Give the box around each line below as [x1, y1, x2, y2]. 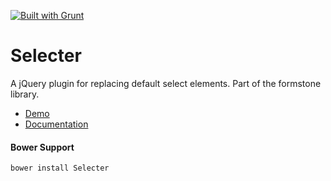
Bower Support [10, 141, 75, 153]
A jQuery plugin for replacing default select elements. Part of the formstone [10, 77, 322, 89]
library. [10, 88, 40, 100]
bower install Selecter [10, 163, 110, 174]
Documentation [24, 118, 89, 130]
